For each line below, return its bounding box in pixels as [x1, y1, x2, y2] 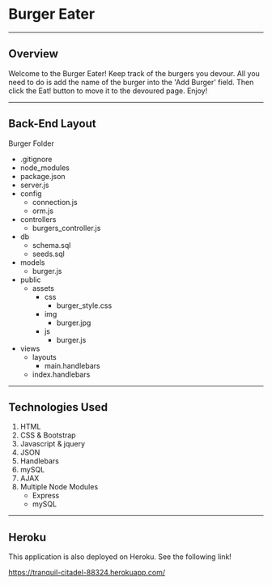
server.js [19, 180, 49, 190]
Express [32, 491, 60, 501]
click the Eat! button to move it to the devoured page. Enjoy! [8, 86, 208, 96]
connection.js [32, 197, 79, 207]
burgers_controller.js [32, 223, 101, 233]
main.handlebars [44, 361, 100, 370]
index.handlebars [32, 369, 91, 379]
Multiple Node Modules [19, 482, 99, 492]
